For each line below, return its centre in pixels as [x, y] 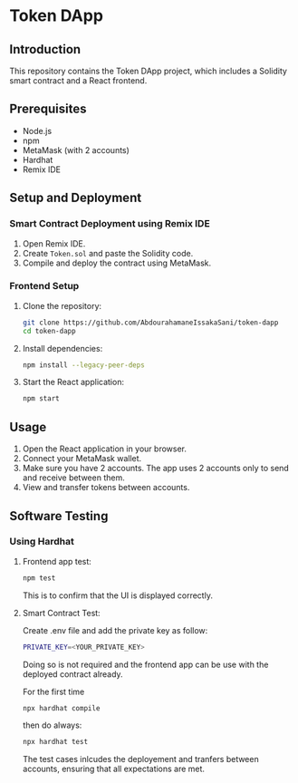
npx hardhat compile [61, 708]
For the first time [53, 691]
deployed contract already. [73, 674]
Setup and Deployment [76, 198]
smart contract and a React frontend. [78, 81]
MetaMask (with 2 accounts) [76, 150]
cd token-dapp [49, 331]
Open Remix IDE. [54, 243]
